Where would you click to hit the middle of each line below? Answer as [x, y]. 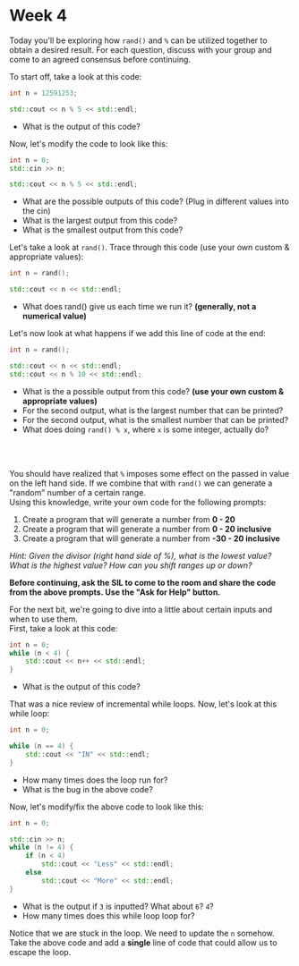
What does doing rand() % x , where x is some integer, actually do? [145, 429]
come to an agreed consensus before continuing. [100, 59]
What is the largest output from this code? [100, 221]
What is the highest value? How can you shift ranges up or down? [131, 565]
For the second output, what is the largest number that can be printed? [153, 410]
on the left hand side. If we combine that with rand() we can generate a [141, 483]
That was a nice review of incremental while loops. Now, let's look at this [143, 704]
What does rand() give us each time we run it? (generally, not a [139, 307]
